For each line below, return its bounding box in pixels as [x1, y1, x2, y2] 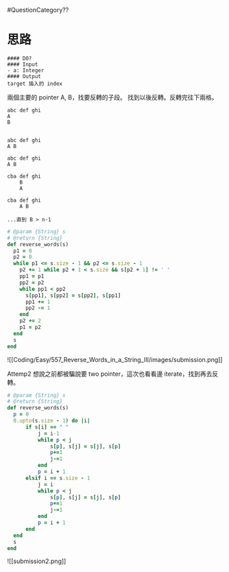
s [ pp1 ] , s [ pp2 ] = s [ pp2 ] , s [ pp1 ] [25, 291, 121, 299]
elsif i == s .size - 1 [25, 475, 91, 481]
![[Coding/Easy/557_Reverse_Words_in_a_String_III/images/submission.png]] [7, 355, 223, 364]
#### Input [7, 61, 38, 68]
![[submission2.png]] [7, 557, 67, 565]
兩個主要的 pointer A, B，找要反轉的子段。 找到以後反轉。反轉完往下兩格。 [7, 93, 218, 102]
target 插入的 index [7, 80, 63, 87]
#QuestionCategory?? [7, 6, 69, 14]
